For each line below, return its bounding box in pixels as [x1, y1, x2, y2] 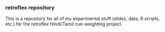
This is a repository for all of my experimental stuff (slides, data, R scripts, [5, 16, 160, 22]
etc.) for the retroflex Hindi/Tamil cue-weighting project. [5, 21, 123, 27]
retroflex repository [5, 4, 55, 11]
